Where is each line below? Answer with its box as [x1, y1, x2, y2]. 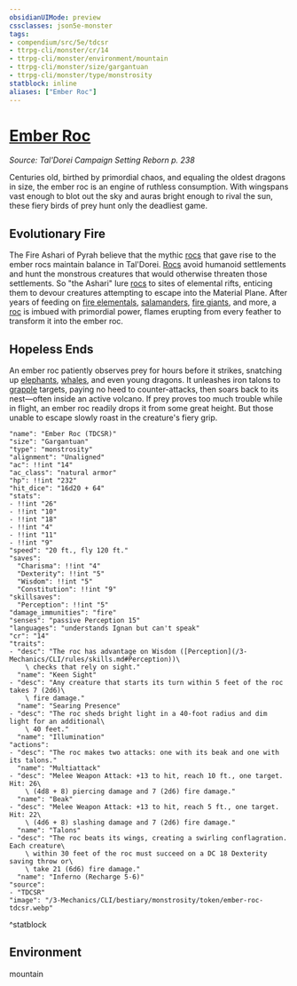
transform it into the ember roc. [9, 316, 124, 327]
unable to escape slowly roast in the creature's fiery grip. [9, 412, 218, 423]
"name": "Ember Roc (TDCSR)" [9, 430, 117, 439]
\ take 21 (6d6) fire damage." [25, 865, 141, 874]
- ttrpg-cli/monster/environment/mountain [9, 54, 168, 63]
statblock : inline [9, 79, 77, 88]
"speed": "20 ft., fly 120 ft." [9, 546, 129, 555]
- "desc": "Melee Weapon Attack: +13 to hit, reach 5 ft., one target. [9, 803, 279, 812]
